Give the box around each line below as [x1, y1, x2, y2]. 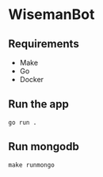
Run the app [8, 97, 69, 111]
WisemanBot [8, 6, 95, 24]
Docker [19, 75, 44, 84]
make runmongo [8, 160, 55, 169]
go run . [8, 119, 37, 126]
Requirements [8, 37, 79, 51]
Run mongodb [8, 140, 79, 153]
